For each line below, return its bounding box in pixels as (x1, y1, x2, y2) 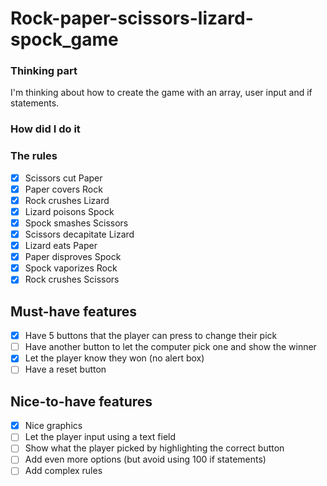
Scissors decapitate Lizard (24, 228, 135, 241)
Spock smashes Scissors (24, 217, 129, 229)
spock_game (10, 28, 119, 51)
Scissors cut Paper (24, 172, 103, 184)
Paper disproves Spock (24, 251, 122, 263)
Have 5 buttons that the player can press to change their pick (24, 330, 278, 342)
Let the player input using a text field (24, 431, 177, 443)
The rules (10, 149, 58, 163)
